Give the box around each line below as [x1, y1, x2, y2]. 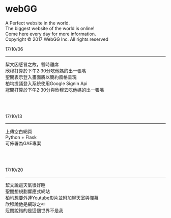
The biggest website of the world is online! [5, 25, 95, 31]
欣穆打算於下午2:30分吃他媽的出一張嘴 [5, 67, 87, 74]
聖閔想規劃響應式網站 [5, 188, 50, 194]
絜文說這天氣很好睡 [5, 182, 46, 188]
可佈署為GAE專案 [5, 140, 42, 146]
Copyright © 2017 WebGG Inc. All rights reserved [5, 36, 108, 42]
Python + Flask [5, 134, 37, 140]
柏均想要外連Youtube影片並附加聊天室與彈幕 [5, 195, 99, 201]
